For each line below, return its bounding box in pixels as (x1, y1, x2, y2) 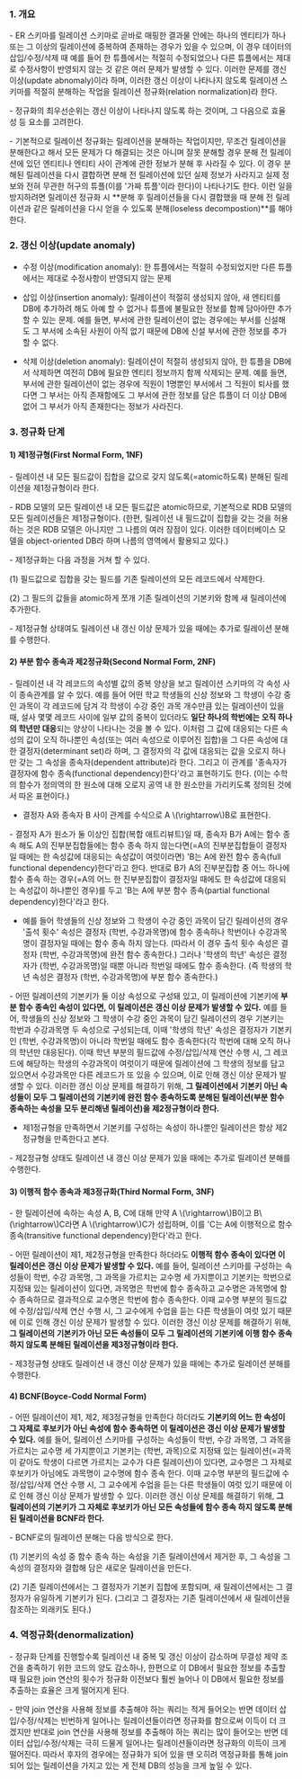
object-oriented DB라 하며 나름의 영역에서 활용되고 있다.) (25, 535, 229, 546)
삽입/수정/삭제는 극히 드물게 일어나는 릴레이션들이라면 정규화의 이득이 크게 (25, 1738, 287, 1748)
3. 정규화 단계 (9, 425, 66, 438)
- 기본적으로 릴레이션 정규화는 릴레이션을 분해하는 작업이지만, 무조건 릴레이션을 (9, 136, 287, 147)
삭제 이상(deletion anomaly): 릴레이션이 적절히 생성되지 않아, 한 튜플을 (22, 355, 271, 366)
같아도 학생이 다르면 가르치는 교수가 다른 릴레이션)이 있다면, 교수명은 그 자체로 (18, 1457, 293, 1468)
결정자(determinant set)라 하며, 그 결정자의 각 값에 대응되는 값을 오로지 (18, 745, 270, 756)
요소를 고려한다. (28, 117, 84, 128)
